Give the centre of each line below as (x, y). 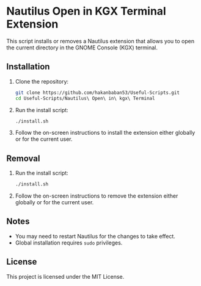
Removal (23, 158)
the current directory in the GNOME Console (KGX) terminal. (82, 48)
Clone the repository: (42, 81)
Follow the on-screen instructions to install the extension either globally (105, 133)
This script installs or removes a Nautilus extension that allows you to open (100, 41)
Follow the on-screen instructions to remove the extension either (97, 196)
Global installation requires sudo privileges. (69, 243)
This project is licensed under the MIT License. (65, 276)
